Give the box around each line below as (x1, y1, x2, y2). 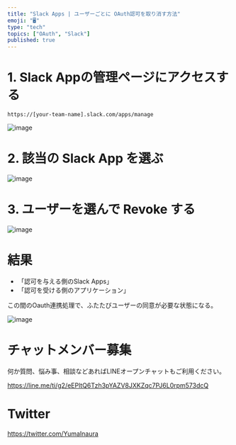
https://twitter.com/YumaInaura (7, 429, 99, 438)
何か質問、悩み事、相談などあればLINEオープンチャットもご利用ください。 (7, 366, 225, 376)
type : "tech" (7, 23, 46, 30)
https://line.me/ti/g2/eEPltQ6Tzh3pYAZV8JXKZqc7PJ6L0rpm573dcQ (7, 381, 209, 390)
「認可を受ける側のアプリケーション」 (17, 286, 130, 294)
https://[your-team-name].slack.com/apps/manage (7, 111, 154, 118)
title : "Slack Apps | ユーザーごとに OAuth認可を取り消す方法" (7, 10, 181, 18)
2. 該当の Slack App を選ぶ (7, 150, 164, 167)
